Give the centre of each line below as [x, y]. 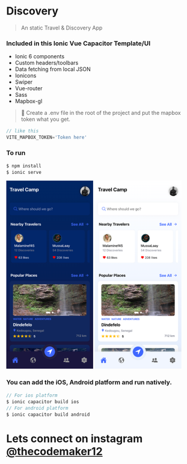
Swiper [24, 82]
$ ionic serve [24, 173]
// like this [23, 131]
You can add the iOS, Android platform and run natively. [89, 382]
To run [16, 153]
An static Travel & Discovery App [62, 28]
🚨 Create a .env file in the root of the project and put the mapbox [101, 113]
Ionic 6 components [40, 57]
